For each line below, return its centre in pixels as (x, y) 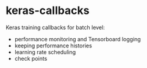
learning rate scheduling (45, 52)
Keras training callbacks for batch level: (55, 27)
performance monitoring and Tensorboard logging (77, 39)
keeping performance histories (53, 46)
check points (31, 58)
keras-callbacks (48, 11)
